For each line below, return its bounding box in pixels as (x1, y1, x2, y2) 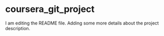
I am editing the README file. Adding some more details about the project (5, 20, 159, 26)
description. (5, 25, 30, 31)
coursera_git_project (5, 3, 95, 15)
